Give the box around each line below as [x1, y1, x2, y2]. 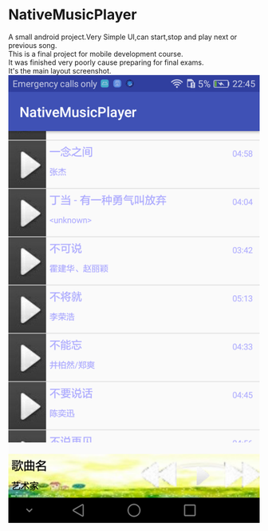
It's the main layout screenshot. [8, 66, 112, 75]
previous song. [8, 40, 57, 50]
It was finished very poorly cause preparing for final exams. [8, 58, 205, 67]
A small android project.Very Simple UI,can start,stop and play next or [8, 32, 238, 42]
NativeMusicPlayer [8, 6, 137, 24]
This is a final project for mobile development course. [8, 49, 183, 58]
